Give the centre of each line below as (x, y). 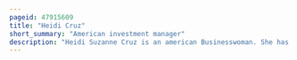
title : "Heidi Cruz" (48, 26)
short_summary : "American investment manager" (97, 34)
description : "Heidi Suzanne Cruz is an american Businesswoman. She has (149, 42)
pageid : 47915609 (41, 17)
